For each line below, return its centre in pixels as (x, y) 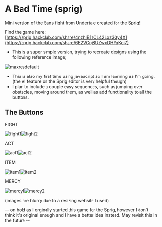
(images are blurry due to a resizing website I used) (57, 200)
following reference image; (39, 57)
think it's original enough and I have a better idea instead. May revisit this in (81, 215)
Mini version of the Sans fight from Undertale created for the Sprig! (73, 23)
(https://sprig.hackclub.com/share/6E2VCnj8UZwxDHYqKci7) (67, 42)
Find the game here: (25, 32)
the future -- (18, 220)
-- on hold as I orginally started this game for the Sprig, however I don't (77, 210)
